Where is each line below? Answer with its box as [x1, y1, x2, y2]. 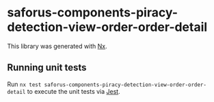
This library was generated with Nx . [7, 42, 107, 50]
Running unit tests [7, 62, 87, 73]
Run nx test [7, 80, 42, 88]
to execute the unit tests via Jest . [27, 87, 121, 95]
